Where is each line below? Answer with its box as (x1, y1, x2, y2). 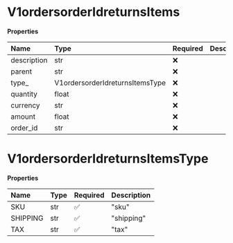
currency (10, 100, 40, 110)
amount (10, 112, 36, 121)
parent (10, 67, 33, 76)
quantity (10, 89, 38, 99)
